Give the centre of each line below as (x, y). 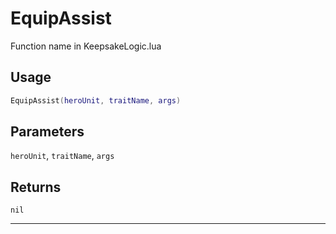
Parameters (47, 132)
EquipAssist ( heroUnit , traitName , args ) (96, 100)
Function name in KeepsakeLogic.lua (86, 46)
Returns (36, 187)
